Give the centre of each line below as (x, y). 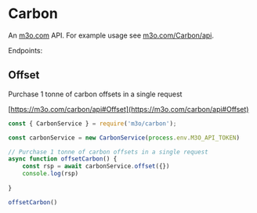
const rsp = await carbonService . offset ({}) (96, 166)
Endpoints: (25, 50)
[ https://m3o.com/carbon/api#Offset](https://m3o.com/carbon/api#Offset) (128, 109)
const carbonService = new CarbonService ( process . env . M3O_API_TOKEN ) (124, 138)
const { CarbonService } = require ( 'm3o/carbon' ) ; (92, 123)
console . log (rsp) (51, 174)
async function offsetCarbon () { (63, 159)
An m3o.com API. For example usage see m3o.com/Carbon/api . (111, 35)
